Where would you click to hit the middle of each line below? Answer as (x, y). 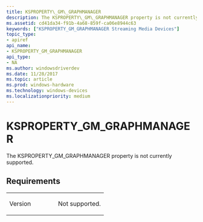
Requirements (33, 181)
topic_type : (21, 34)
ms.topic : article (29, 79)
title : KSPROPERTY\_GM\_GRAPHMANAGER (54, 12)
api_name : (19, 46)
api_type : (19, 57)
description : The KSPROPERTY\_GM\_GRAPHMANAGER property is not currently (102, 18)
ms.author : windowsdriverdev (43, 68)
